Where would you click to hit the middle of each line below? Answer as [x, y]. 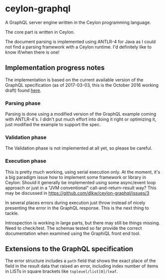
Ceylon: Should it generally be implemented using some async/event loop [81, 182]
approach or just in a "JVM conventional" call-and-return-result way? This [81, 188]
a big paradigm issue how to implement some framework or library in [76, 177]
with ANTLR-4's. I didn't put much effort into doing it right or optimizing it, [81, 119]
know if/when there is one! [32, 52]
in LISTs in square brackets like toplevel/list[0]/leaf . [62, 272]
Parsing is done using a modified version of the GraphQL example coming [81, 114]
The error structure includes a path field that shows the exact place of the [81, 261]
